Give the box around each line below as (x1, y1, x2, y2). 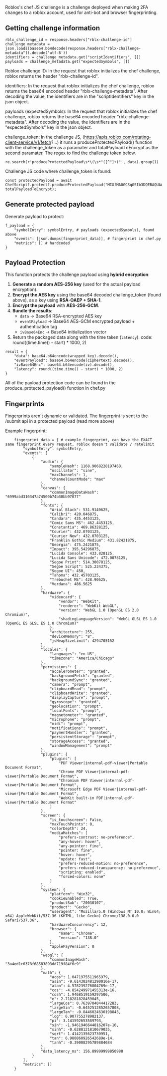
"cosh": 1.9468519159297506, (49, 992, 110, 997)
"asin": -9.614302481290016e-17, (49, 979, 119, 984)
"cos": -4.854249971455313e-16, (49, 988, 117, 993)
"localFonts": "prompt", (49, 708, 101, 713)
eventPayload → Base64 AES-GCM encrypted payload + (19, 318, 135, 324)
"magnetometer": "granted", (49, 713, 108, 718)
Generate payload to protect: (5, 213, 65, 219)
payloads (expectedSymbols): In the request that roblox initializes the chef (5, 108, 158, 114)
